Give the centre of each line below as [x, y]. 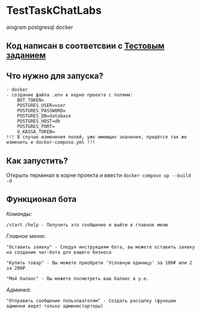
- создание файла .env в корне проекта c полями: [70, 95]
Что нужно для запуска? [55, 76]
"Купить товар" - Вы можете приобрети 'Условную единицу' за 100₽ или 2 [99, 263]
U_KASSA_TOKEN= [36, 132]
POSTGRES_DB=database [44, 116]
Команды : [19, 213]
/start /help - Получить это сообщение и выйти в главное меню [87, 225]
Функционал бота [42, 199]
